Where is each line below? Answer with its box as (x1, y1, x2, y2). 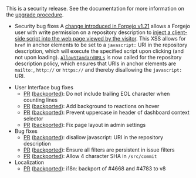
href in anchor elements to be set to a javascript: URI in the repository (14, 41, 188, 48)
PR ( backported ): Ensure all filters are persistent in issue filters (23, 146, 175, 153)
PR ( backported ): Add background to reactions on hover (23, 103, 160, 109)
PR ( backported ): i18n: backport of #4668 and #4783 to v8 (23, 165, 166, 172)
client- (171, 29, 188, 36)
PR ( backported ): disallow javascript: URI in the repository (23, 134, 163, 140)
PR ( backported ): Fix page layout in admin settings (23, 122, 146, 128)
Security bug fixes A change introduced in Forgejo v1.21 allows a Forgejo (14, 23, 191, 29)
